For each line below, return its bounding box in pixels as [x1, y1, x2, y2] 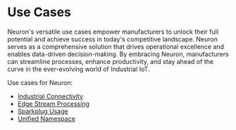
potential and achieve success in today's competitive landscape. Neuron [7, 34, 218, 43]
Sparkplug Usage [17, 107, 68, 115]
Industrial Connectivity [17, 92, 83, 100]
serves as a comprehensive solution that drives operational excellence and [7, 42, 224, 51]
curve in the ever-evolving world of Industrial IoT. [7, 65, 150, 73]
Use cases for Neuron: [7, 78, 73, 86]
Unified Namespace [17, 114, 76, 123]
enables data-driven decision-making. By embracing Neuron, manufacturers [7, 50, 229, 58]
